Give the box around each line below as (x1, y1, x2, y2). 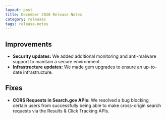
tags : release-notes (5, 21, 49, 27)
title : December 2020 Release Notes (5, 12, 82, 17)
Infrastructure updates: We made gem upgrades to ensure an (12, 64, 143, 70)
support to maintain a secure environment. (12, 59, 101, 65)
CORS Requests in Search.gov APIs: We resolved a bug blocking (12, 97, 149, 103)
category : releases (5, 17, 46, 22)
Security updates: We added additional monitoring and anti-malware (12, 53, 156, 59)
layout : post (5, 7, 33, 13)
